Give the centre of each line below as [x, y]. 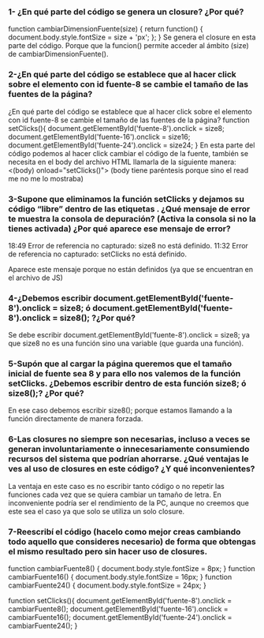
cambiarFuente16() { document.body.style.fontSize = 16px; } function [120, 577]
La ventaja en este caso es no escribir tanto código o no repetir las [116, 486]
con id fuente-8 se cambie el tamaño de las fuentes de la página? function [129, 120]
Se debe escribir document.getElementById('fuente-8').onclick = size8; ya [129, 335]
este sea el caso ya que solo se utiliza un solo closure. [97, 511]
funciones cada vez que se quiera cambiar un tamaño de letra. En [115, 494]
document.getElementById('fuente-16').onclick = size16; [99, 136]
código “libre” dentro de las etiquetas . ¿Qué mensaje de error [129, 209]
